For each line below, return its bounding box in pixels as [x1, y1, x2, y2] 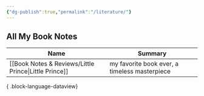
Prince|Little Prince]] [9, 67, 69, 76]
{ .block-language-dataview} [6, 83, 78, 90]
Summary [137, 49, 167, 58]
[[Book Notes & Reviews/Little [9, 60, 95, 68]
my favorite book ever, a [109, 60, 179, 68]
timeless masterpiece [109, 67, 171, 76]
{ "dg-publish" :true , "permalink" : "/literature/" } [6, 9, 132, 15]
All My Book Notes [6, 32, 78, 42]
